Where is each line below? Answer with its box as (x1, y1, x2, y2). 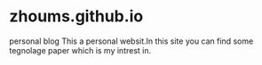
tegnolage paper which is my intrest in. (9, 45, 152, 55)
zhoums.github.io (9, 6, 144, 27)
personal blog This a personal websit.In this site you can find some (9, 36, 254, 46)
